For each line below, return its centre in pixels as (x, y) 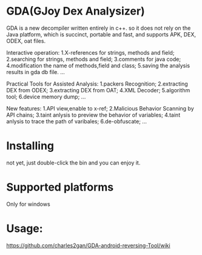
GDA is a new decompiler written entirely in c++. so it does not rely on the (99, 28)
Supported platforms (60, 187)
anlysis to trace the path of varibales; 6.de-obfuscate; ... (77, 121)
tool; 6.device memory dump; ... (46, 97)
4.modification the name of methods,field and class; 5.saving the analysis (98, 66)
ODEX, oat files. (26, 41)
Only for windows (28, 204)
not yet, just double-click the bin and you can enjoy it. (73, 163)
